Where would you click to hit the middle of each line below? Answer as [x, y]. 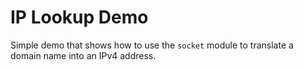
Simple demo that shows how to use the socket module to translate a [152, 45]
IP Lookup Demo [79, 17]
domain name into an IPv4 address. [83, 55]
